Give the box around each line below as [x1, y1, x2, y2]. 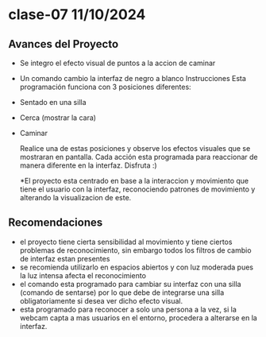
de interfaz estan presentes [19, 254, 110, 263]
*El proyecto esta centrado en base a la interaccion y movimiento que [19, 176, 249, 185]
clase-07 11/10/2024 [8, 6, 146, 24]
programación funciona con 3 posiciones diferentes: [19, 82, 192, 91]
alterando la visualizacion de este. [19, 193, 132, 202]
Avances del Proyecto [8, 37, 119, 51]
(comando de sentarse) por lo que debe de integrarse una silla [19, 288, 225, 297]
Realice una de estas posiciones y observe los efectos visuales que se [19, 144, 251, 153]
